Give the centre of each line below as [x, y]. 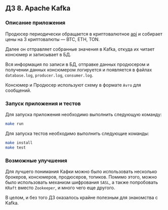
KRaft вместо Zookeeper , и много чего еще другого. [60, 188]
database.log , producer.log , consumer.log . [49, 75]
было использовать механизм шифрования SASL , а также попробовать [82, 182]
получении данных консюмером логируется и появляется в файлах [79, 69]
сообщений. [18, 90]
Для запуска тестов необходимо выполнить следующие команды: [77, 133]
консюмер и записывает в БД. [38, 54]
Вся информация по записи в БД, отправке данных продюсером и [77, 64]
